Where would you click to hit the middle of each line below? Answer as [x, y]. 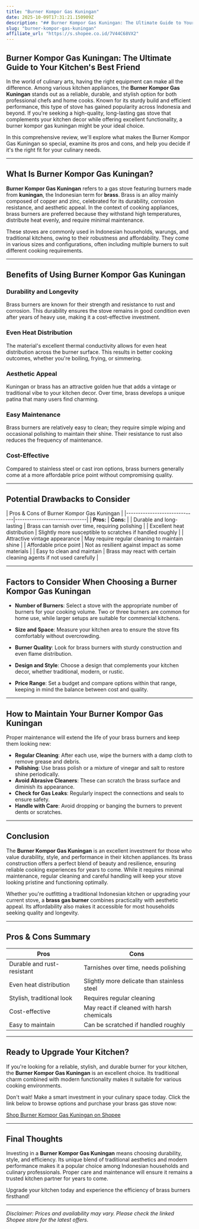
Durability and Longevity [42, 292]
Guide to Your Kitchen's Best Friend [73, 67]
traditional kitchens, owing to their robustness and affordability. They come [98, 238]
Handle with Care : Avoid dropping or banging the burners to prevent [98, 806]
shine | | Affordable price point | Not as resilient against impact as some [94, 545]
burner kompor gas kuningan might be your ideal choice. [76, 125]
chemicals [98, 1015]
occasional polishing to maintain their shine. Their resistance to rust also [94, 434]
